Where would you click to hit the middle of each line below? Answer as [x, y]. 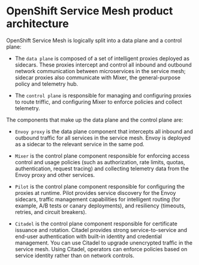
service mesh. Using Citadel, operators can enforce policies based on [101, 249]
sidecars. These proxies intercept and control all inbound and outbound [103, 65]
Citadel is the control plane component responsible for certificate [96, 224]
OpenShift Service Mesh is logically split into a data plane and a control [94, 40]
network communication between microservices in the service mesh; [100, 71]
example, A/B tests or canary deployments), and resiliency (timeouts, [100, 206]
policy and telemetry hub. [46, 84]
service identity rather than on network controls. [75, 255]
